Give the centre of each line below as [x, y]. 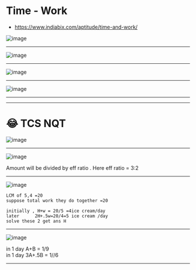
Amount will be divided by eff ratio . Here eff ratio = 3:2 [72, 168]
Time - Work [37, 11]
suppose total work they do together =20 [57, 200]
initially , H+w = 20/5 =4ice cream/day [56, 211]
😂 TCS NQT [36, 124]
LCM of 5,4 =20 [24, 195]
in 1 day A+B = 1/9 [28, 249]
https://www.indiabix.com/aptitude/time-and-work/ [76, 27]
